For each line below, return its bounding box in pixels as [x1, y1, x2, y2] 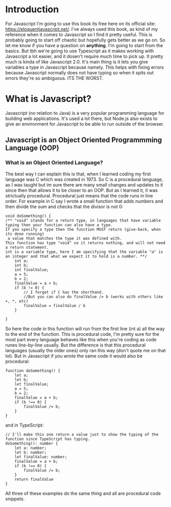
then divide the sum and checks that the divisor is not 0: [5, 204, 124, 210]
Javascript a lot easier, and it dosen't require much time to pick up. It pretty [5, 53, 163, 59]
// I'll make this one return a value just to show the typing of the [5, 432, 159, 437]
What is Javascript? [5, 93, 92, 105]
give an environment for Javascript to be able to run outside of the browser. [5, 120, 164, 127]
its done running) [5, 231, 44, 236]
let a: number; [14, 445, 47, 451]
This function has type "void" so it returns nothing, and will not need [5, 240, 166, 246]
